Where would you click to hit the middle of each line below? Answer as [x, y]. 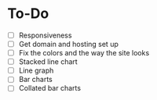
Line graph [36, 70]
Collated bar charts [50, 88]
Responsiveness [45, 35]
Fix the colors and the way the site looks [84, 53]
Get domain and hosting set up [68, 44]
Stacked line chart [48, 62]
